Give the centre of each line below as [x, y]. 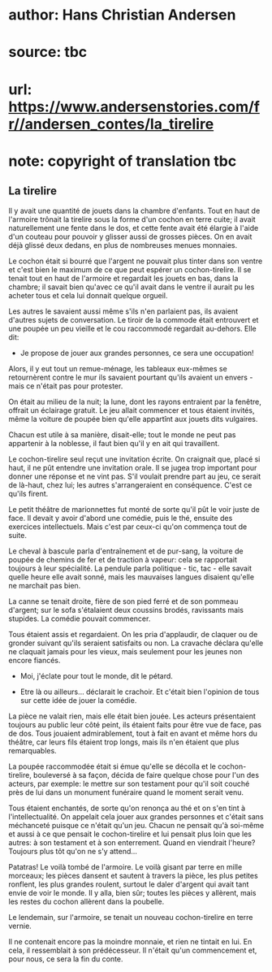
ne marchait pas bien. [45, 585]
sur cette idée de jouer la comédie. [78, 700]
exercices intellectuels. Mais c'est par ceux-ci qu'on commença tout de [128, 527]
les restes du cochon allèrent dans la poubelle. [86, 901]
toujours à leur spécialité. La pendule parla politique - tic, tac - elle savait [130, 568]
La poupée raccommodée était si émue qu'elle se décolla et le [112, 766]
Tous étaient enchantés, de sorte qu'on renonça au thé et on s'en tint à [127, 808]
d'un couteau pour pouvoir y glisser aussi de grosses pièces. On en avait [130, 236]
